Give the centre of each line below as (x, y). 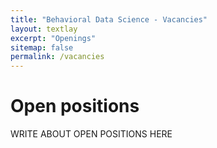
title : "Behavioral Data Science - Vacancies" (109, 19)
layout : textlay (44, 29)
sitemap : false (42, 47)
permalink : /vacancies (57, 57)
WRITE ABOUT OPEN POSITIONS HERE (91, 134)
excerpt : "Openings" (53, 38)
